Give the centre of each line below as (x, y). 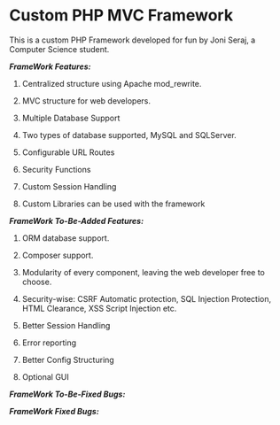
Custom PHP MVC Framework (121, 15)
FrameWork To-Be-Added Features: (77, 220)
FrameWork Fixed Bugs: (54, 411)
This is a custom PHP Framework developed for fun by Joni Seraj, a (132, 40)
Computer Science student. (59, 49)
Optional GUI (45, 376)
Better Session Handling (66, 325)
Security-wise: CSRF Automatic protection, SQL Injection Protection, (147, 298)
